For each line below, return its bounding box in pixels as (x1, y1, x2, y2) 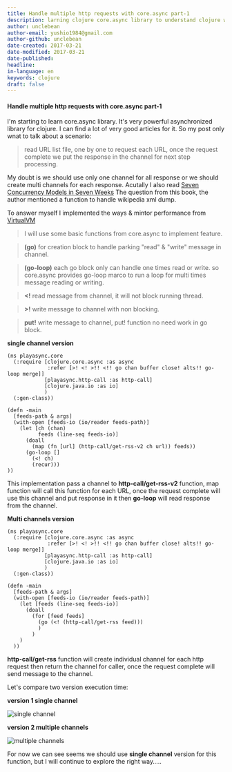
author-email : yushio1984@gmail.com (7, 29, 113, 37)
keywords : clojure (7, 74, 60, 81)
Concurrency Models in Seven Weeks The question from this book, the (7, 188, 209, 197)
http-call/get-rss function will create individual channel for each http (7, 655, 204, 664)
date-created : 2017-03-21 (7, 42, 81, 49)
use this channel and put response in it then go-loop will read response (7, 494, 211, 503)
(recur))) (32, 461, 60, 468)
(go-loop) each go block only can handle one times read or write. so (23, 264, 220, 272)
